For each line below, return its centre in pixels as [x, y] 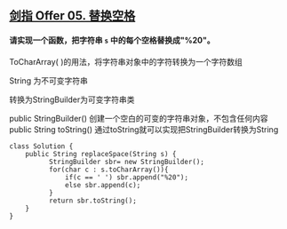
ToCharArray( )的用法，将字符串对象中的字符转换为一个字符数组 [126, 61]
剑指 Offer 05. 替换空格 [72, 16]
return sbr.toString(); [93, 201]
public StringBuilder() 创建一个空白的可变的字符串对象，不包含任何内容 [139, 118]
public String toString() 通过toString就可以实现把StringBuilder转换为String [144, 129]
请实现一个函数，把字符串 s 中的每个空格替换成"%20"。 [112, 40]
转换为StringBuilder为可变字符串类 [72, 99]
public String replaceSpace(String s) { [101, 154]
